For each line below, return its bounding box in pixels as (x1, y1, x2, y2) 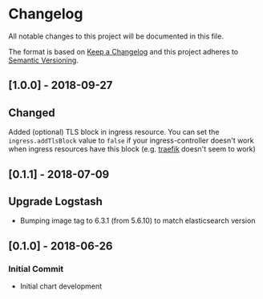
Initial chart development (19, 281, 103, 291)
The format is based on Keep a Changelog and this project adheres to (8, 46, 239, 56)
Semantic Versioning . (8, 55, 79, 65)
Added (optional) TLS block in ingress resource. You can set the (8, 127, 220, 137)
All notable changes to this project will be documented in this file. (8, 31, 225, 41)
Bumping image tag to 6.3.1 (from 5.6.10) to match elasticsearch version (19, 216, 256, 225)
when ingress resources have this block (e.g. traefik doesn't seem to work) (8, 144, 257, 154)
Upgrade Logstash (8, 194, 103, 208)
